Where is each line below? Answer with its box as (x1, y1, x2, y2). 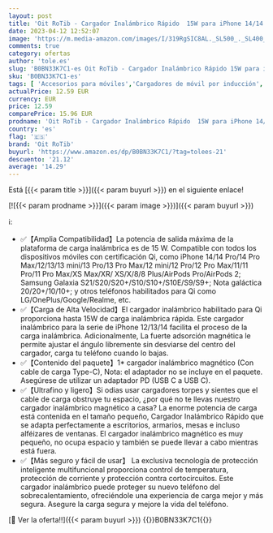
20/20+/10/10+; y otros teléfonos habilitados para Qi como (19, 286, 217, 296)
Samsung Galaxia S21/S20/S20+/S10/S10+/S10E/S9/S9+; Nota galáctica (19, 277, 262, 288)
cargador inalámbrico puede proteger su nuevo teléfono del (19, 482, 221, 492)
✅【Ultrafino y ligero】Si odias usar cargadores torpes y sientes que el (19, 385, 258, 395)
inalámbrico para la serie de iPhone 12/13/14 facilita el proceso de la (19, 322, 248, 333)
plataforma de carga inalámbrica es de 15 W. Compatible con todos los (19, 243, 258, 253)
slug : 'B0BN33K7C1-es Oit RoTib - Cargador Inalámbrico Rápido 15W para (8, 65, 260, 73)
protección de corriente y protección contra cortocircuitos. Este (19, 474, 234, 484)
